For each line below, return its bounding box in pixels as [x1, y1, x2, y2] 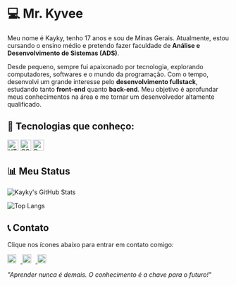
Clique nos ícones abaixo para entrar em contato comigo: [7, 241, 174, 249]
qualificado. [7, 100, 42, 108]
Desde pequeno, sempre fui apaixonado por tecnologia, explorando [7, 62, 204, 71]
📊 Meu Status [7, 165, 70, 177]
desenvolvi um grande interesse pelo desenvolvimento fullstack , [7, 77, 198, 85]
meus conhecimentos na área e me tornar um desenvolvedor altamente [7, 93, 215, 101]
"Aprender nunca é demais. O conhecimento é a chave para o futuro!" [7, 270, 212, 279]
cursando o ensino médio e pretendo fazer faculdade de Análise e [7, 41, 201, 49]
